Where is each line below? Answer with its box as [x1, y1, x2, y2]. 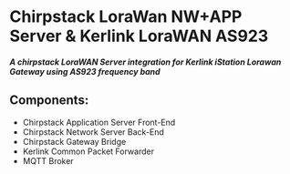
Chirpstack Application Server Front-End [22, 117, 176, 128]
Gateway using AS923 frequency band [9, 66, 161, 77]
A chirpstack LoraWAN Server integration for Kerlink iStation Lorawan [9, 56, 282, 67]
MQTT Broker [22, 155, 75, 166]
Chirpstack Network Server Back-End [22, 126, 164, 138]
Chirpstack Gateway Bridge [22, 136, 127, 147]
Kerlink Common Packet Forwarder [22, 146, 155, 157]
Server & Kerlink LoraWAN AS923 [9, 26, 269, 46]
